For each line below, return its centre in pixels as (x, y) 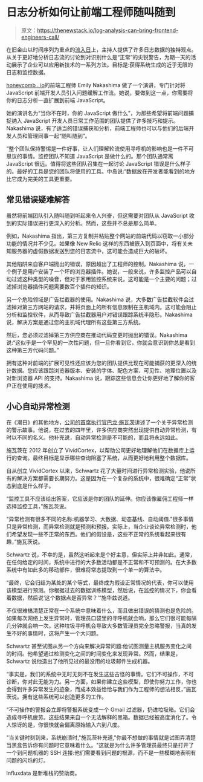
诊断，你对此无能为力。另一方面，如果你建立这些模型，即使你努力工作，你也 (101, 682)
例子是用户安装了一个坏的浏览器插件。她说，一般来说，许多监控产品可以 (101, 271)
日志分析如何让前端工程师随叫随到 (91, 12)
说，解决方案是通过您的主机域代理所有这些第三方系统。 (75, 322)
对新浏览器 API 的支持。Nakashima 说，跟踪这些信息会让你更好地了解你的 (98, 378)
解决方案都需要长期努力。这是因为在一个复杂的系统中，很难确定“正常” (104, 478)
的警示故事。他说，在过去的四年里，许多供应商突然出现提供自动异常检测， (99, 429)
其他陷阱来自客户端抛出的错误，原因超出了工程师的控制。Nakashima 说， (98, 264)
